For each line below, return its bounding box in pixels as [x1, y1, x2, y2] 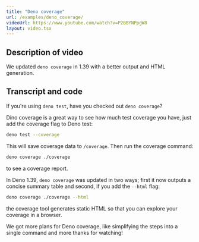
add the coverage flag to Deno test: [6, 120, 93, 127]
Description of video [6, 47, 83, 57]
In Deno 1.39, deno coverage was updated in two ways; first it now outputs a [6, 176, 191, 183]
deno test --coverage [6, 131, 60, 137]
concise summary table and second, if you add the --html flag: [6, 183, 160, 190]
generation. [6, 70, 34, 77]
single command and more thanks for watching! [6, 229, 123, 236]
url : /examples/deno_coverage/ [6, 14, 84, 20]
